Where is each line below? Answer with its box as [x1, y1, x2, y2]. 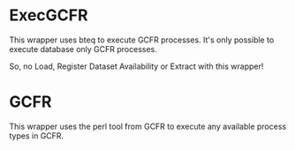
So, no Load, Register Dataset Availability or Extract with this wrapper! [9, 61, 264, 71]
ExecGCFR [9, 5, 88, 26]
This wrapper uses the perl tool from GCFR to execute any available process [9, 121, 287, 131]
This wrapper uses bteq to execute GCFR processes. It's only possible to [9, 34, 275, 45]
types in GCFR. [9, 130, 64, 141]
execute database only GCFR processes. [9, 43, 157, 54]
